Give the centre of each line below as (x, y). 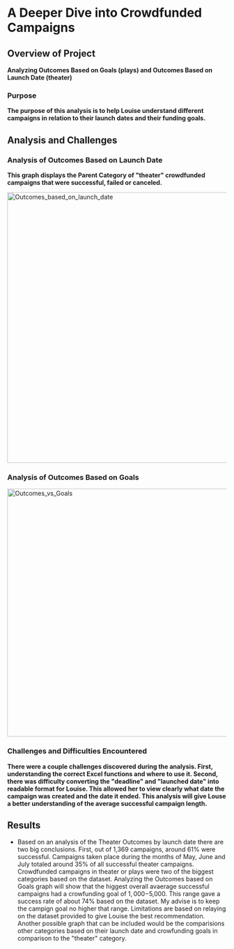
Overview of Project (52, 53)
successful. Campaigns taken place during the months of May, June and (121, 857)
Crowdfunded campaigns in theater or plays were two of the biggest (115, 872)
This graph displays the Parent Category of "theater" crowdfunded (106, 175)
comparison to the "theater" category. (72, 939)
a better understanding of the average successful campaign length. (107, 803)
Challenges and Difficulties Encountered (77, 751)
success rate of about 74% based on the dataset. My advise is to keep (118, 902)
